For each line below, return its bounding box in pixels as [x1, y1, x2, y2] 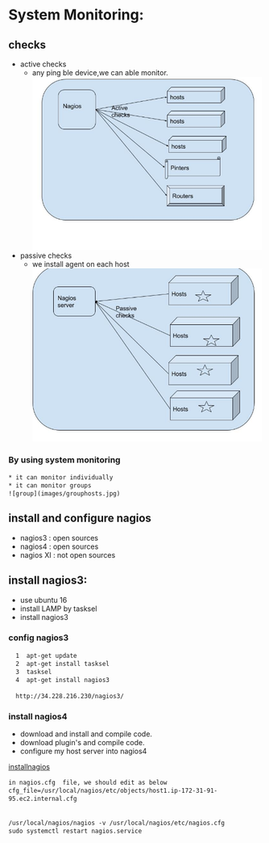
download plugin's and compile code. [19, 738, 145, 748]
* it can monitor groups [8, 481, 92, 490]
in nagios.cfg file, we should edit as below [8, 778, 168, 787]
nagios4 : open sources [19, 542, 99, 551]
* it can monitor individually [8, 473, 114, 482]
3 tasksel [15, 668, 52, 676]
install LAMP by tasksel [19, 604, 97, 613]
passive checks [19, 251, 72, 260]
